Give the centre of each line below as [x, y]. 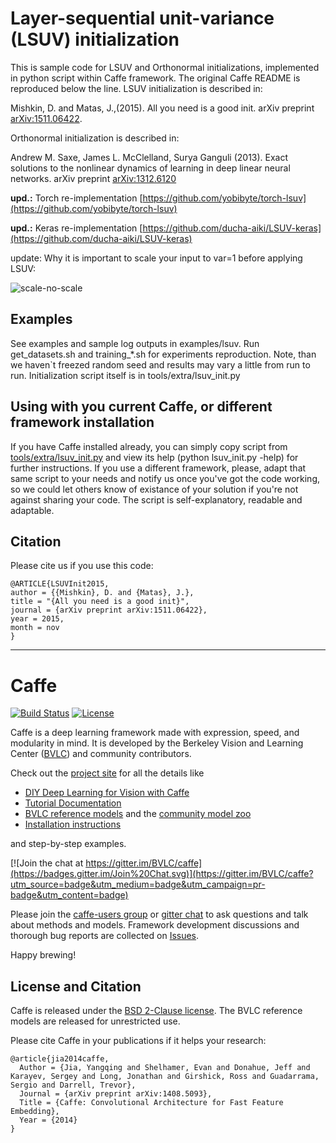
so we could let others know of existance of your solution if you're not [154, 489]
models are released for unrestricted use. [95, 1021]
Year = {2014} [48, 1120]
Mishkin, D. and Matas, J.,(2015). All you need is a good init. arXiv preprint [162, 108]
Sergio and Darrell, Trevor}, [73, 1085]
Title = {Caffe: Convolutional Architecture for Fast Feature [151, 1103]
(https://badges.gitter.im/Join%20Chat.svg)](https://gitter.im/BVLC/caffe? [162, 874]
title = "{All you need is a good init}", [100, 602]
